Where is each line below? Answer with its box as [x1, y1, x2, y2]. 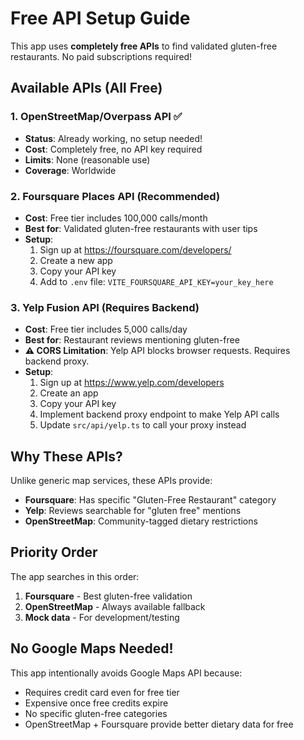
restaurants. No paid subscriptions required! [10, 50, 193, 62]
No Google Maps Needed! [10, 640, 174, 657]
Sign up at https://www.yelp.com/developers [39, 377, 225, 389]
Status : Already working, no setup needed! [24, 132, 203, 144]
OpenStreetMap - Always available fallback [24, 600, 206, 612]
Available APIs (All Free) [10, 80, 163, 97]
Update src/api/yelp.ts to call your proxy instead [39, 419, 247, 431]
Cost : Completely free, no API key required [24, 143, 203, 155]
